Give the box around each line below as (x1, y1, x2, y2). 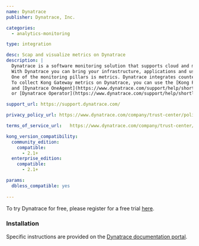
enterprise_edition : (11, 156, 62, 162)
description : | (6, 58, 44, 64)
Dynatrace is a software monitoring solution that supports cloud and (11, 63, 190, 69)
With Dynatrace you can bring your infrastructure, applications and (11, 68, 187, 74)
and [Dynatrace (11, 85, 49, 91)
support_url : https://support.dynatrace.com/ (6, 102, 120, 108)
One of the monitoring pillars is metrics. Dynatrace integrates (11, 74, 176, 80)
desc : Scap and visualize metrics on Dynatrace (6, 52, 126, 58)
